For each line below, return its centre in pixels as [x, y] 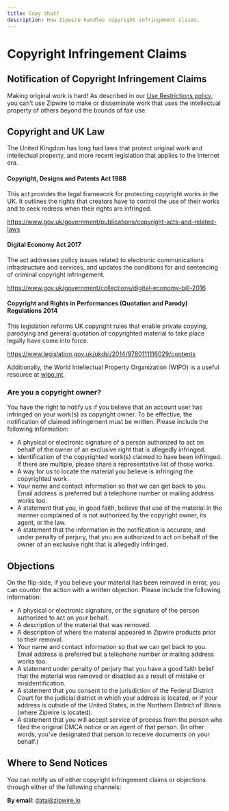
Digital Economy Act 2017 [44, 245]
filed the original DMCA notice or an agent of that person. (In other [110, 727]
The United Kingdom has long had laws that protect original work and [105, 148]
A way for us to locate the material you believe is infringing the [105, 471]
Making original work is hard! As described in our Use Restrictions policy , [110, 95]
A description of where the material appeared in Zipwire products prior [117, 633]
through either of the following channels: [64, 787]
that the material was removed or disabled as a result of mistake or [111, 676]
